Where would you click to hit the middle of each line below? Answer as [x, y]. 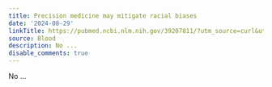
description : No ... [43, 46]
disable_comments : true [49, 53]
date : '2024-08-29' [41, 23]
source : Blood [32, 38]
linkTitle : [27, 31]
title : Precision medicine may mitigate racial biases [103, 16]
